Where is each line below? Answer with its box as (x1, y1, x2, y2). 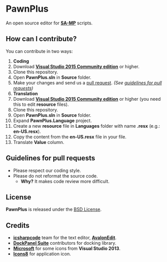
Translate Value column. (13, 139, 64, 145)
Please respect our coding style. (13, 167, 81, 173)
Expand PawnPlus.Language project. (13, 118, 92, 124)
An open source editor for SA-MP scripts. (6, 20, 93, 26)
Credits (6, 221, 30, 229)
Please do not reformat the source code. (13, 172, 98, 179)
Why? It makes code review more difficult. (20, 178, 110, 184)
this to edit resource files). (13, 101, 69, 107)
